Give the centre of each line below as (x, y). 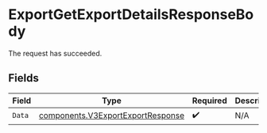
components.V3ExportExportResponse (112, 116)
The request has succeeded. (55, 53)
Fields (24, 78)
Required (210, 101)
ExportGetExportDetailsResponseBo (131, 15)
